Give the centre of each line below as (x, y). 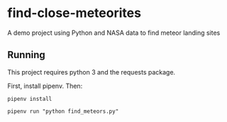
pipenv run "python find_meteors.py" (63, 111)
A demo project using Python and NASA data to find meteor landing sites (114, 33)
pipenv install (30, 99)
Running (27, 55)
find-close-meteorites (74, 13)
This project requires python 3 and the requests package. (92, 72)
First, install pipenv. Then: (45, 86)
